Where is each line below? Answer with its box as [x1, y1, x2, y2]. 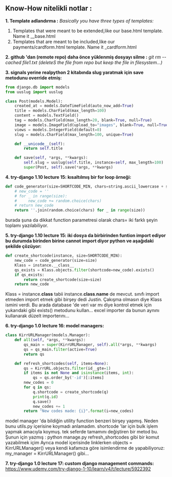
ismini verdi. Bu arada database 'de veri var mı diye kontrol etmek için [5, 302, 152, 308]
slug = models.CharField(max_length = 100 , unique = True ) [14, 132, 134, 137]
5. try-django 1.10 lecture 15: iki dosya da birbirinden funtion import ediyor [5, 233, 166, 239]
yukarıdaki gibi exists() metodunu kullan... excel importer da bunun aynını [5, 307, 160, 314]
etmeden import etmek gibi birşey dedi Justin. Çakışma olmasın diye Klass [5, 297, 162, 303]
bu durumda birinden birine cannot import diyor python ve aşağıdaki [5, 238, 154, 244]
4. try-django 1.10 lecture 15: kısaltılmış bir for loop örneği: [5, 174, 132, 180]
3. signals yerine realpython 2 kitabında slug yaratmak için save [5, 69, 144, 75]
